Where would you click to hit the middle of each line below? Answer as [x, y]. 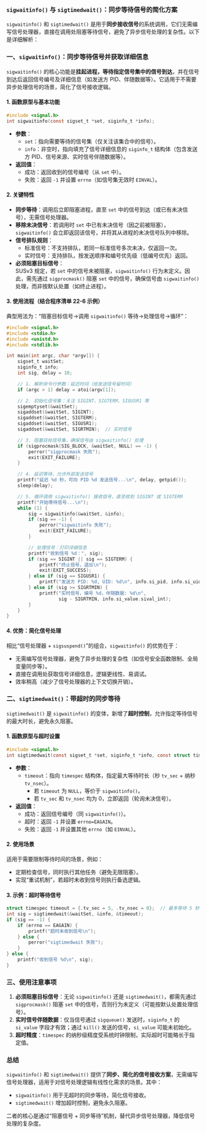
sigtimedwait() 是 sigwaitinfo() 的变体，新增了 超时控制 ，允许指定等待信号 [102, 713]
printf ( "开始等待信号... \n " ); [53, 502]
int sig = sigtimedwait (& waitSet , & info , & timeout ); [75, 914]
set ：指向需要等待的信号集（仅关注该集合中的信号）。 [92, 141]
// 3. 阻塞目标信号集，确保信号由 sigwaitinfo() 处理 [81, 440]
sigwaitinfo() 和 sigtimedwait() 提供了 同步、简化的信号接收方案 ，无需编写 [102, 1075]
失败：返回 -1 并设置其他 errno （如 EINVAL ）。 [82, 829]
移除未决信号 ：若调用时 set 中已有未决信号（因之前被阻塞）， [92, 224]
